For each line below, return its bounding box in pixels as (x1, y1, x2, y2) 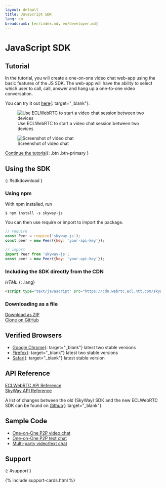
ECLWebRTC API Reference (5, 382, 62, 388)
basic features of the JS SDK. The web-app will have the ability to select (5, 80, 153, 87)
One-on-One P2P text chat (12, 435, 67, 441)
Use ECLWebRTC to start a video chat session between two (17, 121, 139, 127)
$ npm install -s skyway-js (5, 211, 63, 216)
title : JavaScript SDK (5, 12, 52, 17)
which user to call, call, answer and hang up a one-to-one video (5, 86, 135, 91)
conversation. (5, 91, 33, 97)
